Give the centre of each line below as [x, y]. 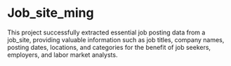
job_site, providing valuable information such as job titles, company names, [116, 39]
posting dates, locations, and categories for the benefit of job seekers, [109, 47]
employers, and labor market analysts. [62, 55]
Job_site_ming [51, 13]
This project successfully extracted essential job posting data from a [106, 32]
